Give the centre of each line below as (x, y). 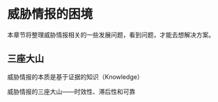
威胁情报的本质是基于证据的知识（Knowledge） (76, 76)
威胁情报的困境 (50, 14)
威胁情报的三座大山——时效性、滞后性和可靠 (71, 92)
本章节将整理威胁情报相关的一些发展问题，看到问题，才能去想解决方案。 (111, 35)
